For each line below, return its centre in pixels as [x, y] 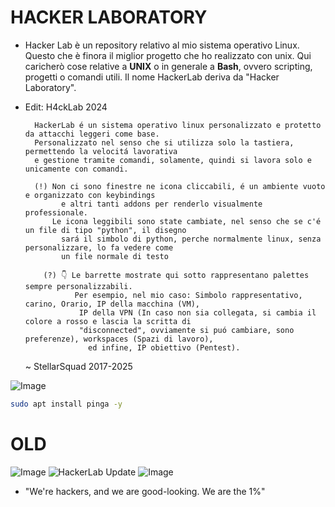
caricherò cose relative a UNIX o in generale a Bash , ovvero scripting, [168, 66]
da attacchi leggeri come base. [92, 134]
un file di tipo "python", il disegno [105, 230]
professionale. [56, 212]
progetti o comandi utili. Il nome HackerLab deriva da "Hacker [152, 77]
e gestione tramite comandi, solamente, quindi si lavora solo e [173, 160]
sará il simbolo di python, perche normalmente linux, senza [191, 239]
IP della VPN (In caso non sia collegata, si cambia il [197, 312]
